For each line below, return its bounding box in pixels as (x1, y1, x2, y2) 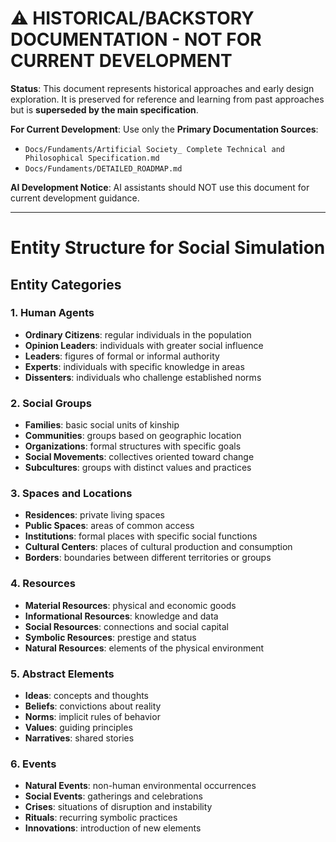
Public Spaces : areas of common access (24, 520, 195, 532)
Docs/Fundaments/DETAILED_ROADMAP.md (24, 163, 183, 174)
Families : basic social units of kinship (24, 419, 180, 431)
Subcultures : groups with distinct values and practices (24, 462, 252, 474)
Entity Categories (10, 276, 122, 293)
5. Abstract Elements (10, 667, 115, 681)
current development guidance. (10, 192, 140, 204)
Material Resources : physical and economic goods (24, 599, 237, 611)
